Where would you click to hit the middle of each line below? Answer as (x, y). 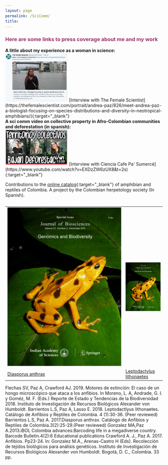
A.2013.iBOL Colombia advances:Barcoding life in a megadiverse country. (81, 430)
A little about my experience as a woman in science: (60, 50)
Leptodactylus (140, 371)
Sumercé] (146, 164)
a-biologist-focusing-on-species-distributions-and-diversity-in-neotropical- (83, 111)
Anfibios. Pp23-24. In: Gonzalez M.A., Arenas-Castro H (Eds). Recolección (82, 441)
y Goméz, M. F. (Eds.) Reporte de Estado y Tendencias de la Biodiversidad (82, 398)
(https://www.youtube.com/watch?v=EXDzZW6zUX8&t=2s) (67, 169)
